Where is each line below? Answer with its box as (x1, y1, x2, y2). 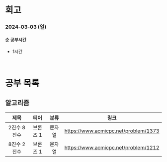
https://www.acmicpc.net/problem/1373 (64, 127, 160, 134)
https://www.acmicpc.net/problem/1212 (64, 144, 160, 151)
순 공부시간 (5, 37, 26, 43)
